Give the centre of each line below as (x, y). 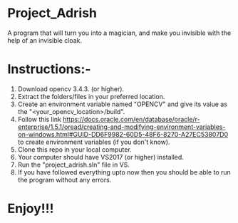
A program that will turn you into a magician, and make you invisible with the (119, 33)
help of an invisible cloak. (45, 40)
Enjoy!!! (31, 209)
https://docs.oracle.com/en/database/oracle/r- (132, 119)
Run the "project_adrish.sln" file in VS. (74, 165)
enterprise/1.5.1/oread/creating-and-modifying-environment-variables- (121, 127)
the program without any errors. (64, 180)
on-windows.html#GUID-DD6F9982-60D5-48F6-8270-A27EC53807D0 (123, 134)
